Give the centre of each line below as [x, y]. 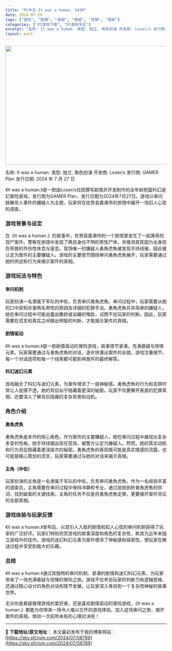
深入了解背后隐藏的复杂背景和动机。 [61, 396]
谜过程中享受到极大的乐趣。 [35, 546]
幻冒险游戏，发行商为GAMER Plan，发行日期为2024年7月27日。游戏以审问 [84, 196]
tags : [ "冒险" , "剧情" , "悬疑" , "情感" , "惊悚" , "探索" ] [63, 20]
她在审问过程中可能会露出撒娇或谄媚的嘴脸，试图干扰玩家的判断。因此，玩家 [86, 314]
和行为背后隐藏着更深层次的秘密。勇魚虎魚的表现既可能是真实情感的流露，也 [86, 449]
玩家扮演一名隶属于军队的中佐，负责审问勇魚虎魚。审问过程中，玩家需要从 [84, 301]
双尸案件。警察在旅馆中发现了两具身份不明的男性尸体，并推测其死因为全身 [84, 242]
